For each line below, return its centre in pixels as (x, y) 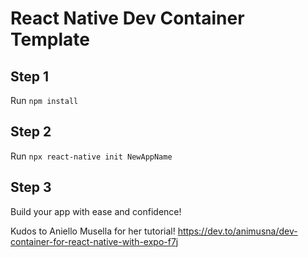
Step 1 (30, 76)
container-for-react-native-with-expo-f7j (94, 241)
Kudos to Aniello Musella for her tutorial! (93, 231)
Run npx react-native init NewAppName (91, 156)
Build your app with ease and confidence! (96, 211)
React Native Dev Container (127, 18)
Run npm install (44, 100)
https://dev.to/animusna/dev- (237, 231)
